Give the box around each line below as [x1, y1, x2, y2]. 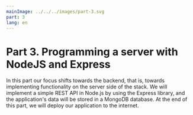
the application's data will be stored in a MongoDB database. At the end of [6, 96, 188, 103]
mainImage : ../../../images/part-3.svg [6, 8, 105, 15]
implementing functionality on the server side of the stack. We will [6, 83, 168, 90]
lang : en [6, 19, 28, 25]
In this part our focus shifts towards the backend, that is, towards [6, 77, 165, 84]
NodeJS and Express [6, 57, 111, 71]
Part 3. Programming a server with [6, 45, 179, 58]
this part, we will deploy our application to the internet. [6, 102, 139, 109]
